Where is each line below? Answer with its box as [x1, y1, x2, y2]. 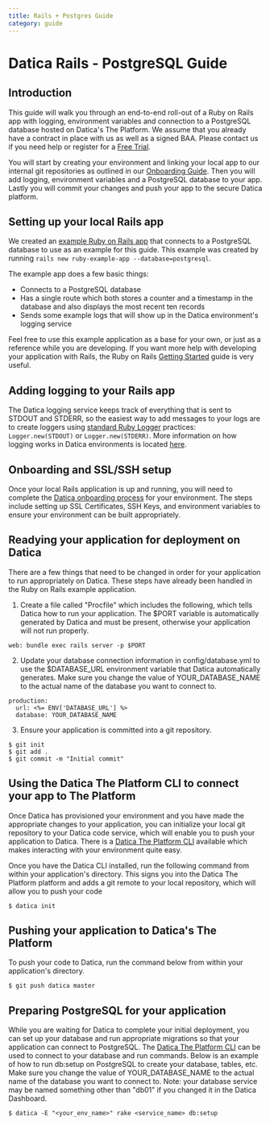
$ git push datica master [8, 981, 95, 990]
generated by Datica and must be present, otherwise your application [19, 617, 251, 627]
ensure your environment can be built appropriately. [8, 510, 181, 519]
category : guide [8, 19, 63, 27]
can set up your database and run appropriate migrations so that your [8, 1034, 239, 1044]
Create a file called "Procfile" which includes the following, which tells [19, 600, 252, 610]
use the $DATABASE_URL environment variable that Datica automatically [19, 664, 261, 673]
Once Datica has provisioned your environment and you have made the [8, 810, 244, 820]
